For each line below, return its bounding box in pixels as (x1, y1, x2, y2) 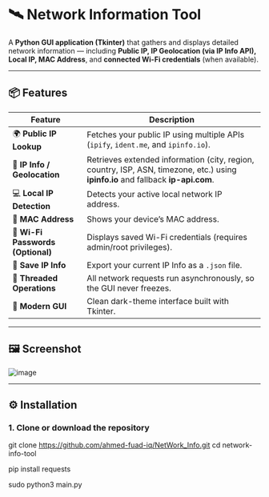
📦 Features (8, 86, 68, 100)
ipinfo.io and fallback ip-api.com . (86, 174, 215, 185)
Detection (12, 200, 50, 211)
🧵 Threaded (12, 272, 58, 283)
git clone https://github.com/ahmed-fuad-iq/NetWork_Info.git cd (8, 440, 221, 450)
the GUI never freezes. (86, 283, 172, 294)
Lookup (12, 141, 42, 152)
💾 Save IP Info (12, 259, 66, 271)
